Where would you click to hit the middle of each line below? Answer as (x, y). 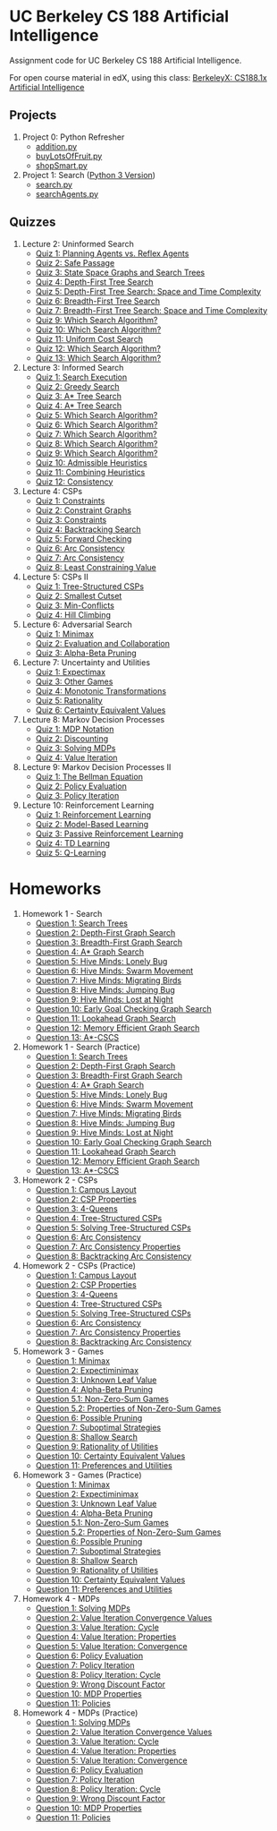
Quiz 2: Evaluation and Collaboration (102, 643)
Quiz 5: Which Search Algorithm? (97, 415)
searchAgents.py (67, 193)
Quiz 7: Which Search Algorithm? (97, 434)
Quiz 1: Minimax (64, 634)
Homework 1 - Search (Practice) (81, 1047)
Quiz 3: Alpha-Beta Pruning (86, 653)
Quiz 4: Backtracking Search (88, 529)
